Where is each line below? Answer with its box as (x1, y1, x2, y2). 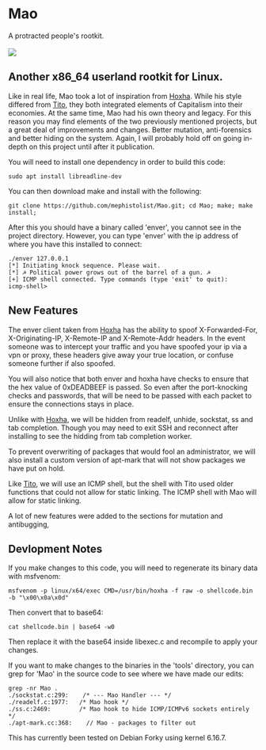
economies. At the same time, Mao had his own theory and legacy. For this (8, 108, 252, 117)
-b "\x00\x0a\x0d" (8, 594, 69, 602)
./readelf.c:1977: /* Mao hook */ (8, 699, 129, 706)
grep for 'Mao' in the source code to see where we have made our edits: (8, 669, 244, 679)
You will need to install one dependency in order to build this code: (8, 157, 226, 166)
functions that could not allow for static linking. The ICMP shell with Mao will (8, 487, 257, 497)
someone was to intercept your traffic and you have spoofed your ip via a (8, 341, 248, 351)
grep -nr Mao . (8, 684, 59, 693)
